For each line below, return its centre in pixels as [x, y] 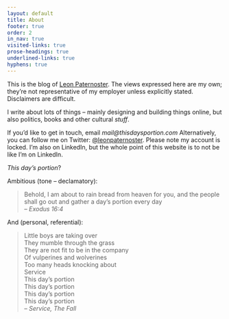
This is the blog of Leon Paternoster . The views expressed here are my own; [115, 84]
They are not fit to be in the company [76, 250]
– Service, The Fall [50, 308]
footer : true [26, 26]
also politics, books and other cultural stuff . [69, 119]
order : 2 [20, 33]
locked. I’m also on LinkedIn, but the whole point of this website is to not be [113, 147]
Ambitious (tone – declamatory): [52, 181]
